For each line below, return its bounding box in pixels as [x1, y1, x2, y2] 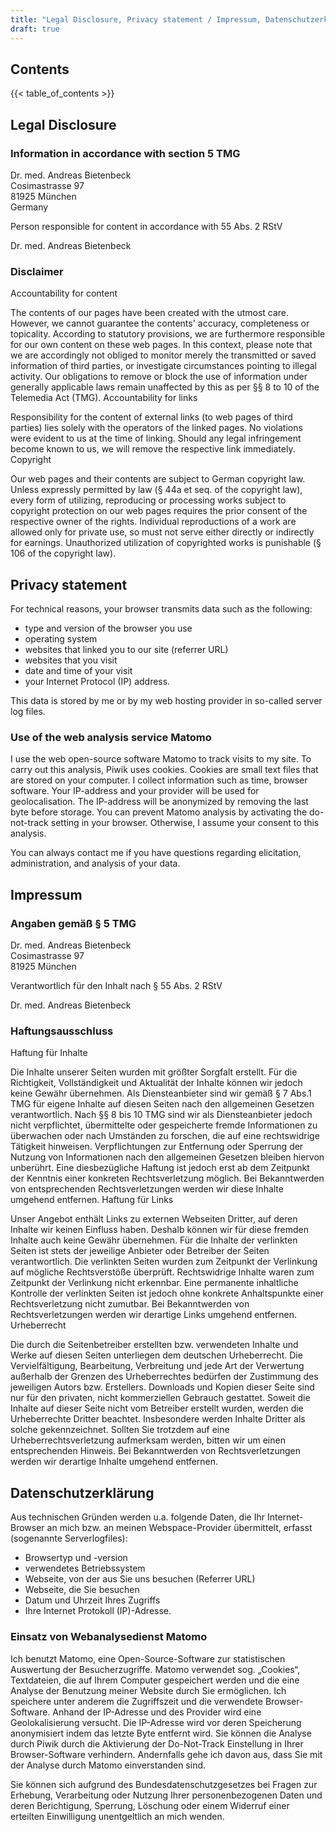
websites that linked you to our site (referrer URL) [24, 644, 229, 656]
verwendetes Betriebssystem [24, 1562, 146, 1575]
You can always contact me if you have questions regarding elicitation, [10, 847, 302, 859]
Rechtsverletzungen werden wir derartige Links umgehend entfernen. [10, 1309, 298, 1321]
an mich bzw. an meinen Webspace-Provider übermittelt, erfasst [46, 1522, 313, 1534]
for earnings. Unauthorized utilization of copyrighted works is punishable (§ [10, 537, 322, 549]
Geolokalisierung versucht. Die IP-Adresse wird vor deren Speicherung [10, 1716, 302, 1728]
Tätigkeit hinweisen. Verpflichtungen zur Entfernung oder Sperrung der [10, 1141, 304, 1153]
